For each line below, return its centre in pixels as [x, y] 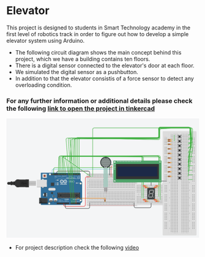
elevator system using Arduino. [46, 40]
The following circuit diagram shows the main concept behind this [98, 52]
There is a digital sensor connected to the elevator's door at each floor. [105, 65]
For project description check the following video [77, 247]
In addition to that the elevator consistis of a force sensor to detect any [104, 78]
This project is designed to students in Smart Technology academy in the [99, 28]
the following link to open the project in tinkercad [80, 108]
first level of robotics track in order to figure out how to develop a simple [98, 34]
